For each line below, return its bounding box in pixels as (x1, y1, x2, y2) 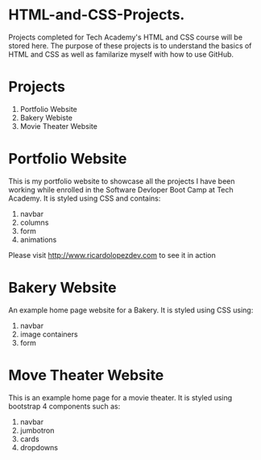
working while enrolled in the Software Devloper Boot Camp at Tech (8, 184, 234, 194)
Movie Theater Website (19, 121, 98, 131)
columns (19, 218, 49, 227)
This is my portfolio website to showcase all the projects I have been (8, 176, 235, 186)
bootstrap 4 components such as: (8, 401, 121, 411)
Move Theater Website (8, 366, 164, 384)
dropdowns (19, 442, 59, 452)
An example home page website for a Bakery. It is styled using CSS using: (8, 305, 254, 315)
